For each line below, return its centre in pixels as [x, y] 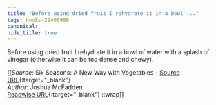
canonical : [23, 26]
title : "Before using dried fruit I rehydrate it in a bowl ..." [103, 13]
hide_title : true [32, 33]
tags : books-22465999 [38, 20]
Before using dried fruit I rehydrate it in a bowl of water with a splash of [108, 52]
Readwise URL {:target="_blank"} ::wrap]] [66, 95]
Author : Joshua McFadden [45, 87]
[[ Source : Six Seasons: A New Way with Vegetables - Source [94, 73]
